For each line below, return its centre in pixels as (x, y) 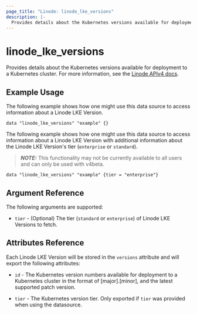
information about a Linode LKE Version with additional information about (94, 141)
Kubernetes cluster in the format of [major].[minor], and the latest (94, 281)
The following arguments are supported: (55, 207)
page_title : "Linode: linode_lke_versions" (60, 11)
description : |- (26, 17)
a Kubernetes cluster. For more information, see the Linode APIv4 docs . (92, 74)
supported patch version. (45, 287)
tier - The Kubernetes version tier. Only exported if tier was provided (100, 298)
